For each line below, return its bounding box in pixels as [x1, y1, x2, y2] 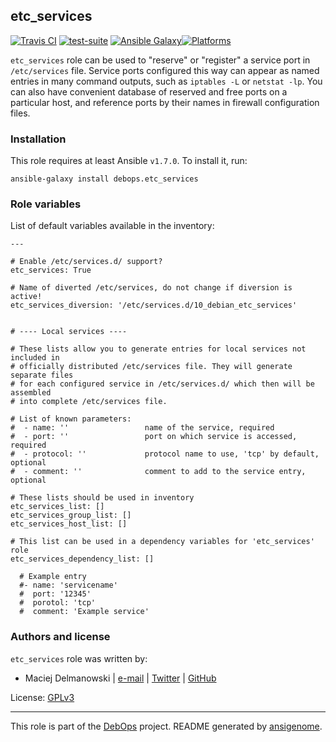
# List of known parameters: [10, 414, 132, 424]
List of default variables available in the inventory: [10, 220, 215, 232]
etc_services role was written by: [10, 652, 148, 664]
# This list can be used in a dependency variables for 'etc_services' [10, 537, 315, 547]
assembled [10, 388, 52, 398]
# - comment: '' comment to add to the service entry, [10, 467, 307, 477]
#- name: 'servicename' [19, 580, 118, 591]
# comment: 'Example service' [19, 607, 150, 617]
